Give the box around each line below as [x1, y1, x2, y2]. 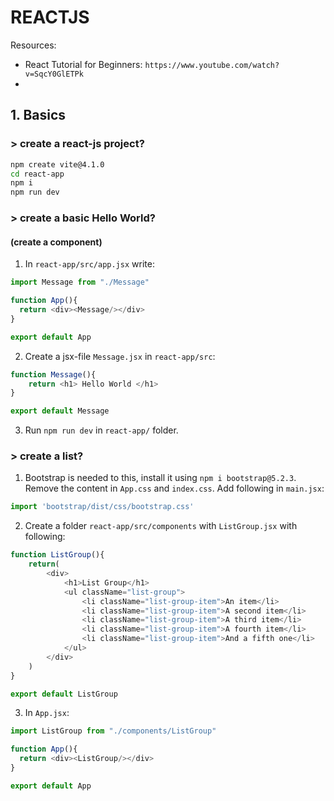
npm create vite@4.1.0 [10, 159, 105, 170]
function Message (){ [10, 369, 97, 380]
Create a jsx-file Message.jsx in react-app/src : [24, 350, 216, 362]
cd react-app [10, 169, 65, 179]
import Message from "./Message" [10, 277, 150, 288]
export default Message [10, 406, 110, 416]
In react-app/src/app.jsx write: [24, 258, 155, 270]
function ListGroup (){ [10, 550, 105, 560]
